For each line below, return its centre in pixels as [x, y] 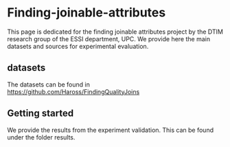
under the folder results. [41, 137]
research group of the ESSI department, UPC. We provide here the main [109, 38]
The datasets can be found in [49, 84]
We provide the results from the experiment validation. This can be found [111, 130]
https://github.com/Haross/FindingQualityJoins [73, 91]
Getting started [41, 114]
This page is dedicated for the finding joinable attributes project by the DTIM [115, 32]
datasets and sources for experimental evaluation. [78, 46]
